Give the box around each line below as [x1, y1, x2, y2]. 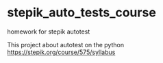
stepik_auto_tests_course [7, 5, 156, 21]
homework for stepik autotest [7, 27, 90, 36]
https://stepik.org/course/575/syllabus [7, 48, 116, 56]
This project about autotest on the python [7, 40, 125, 49]
